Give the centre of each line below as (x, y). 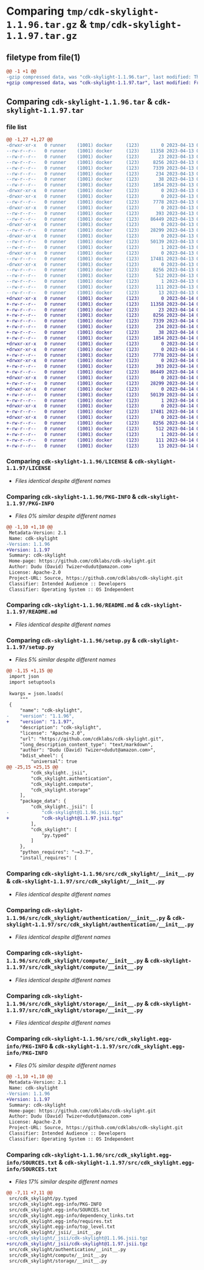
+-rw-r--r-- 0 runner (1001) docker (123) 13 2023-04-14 (100, 446)
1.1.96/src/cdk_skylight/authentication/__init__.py (86, 918)
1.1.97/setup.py (30, 647)
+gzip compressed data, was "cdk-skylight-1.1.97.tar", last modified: (99, 83)
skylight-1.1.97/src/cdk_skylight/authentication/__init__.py (100, 925)
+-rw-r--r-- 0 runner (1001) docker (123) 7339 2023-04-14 (100, 321)
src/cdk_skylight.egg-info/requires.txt (61, 1221)
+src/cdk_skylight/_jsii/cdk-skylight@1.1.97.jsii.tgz (77, 1244)
